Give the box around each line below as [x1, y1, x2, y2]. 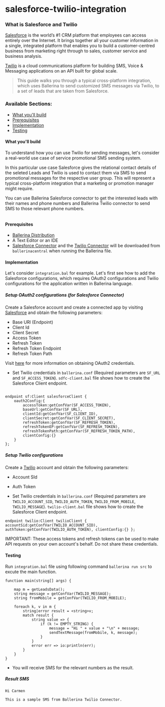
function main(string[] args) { [5, 578, 71, 583]
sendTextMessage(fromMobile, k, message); [49, 630, 138, 635]
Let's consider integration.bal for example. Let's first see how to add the [5, 270, 156, 276]
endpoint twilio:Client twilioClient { [5, 518, 87, 524]
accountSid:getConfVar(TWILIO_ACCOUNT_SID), [5, 523, 98, 528]
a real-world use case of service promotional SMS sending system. [5, 155, 142, 161]
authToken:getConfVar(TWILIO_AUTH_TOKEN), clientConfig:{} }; [5, 527, 135, 532]
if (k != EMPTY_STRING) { [40, 621, 94, 627]
